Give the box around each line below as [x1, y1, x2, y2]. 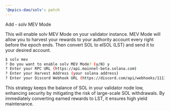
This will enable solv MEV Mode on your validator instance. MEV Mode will [5, 31, 161, 37]
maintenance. [5, 101, 34, 106]
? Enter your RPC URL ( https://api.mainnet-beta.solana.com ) [5, 66, 137, 71]
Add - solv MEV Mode [5, 21, 52, 27]
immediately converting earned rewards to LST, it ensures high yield [5, 95, 148, 101]
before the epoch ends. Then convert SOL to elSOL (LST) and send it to [5, 41, 154, 48]
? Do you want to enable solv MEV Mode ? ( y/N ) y [5, 62, 110, 67]
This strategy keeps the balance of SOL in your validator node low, [5, 85, 144, 91]
